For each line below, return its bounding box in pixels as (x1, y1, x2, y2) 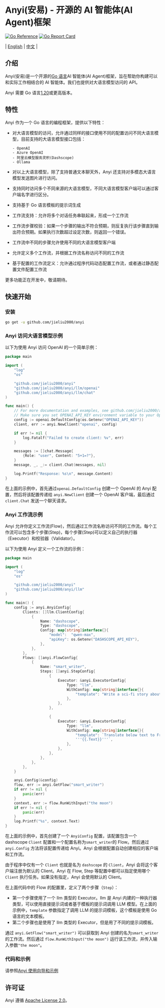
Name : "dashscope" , (40, 619, 80, 624)
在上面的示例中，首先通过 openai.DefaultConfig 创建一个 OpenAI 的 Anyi (5, 485, 151, 491)
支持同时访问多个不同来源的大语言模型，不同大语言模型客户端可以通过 (12, 185, 155, 191)
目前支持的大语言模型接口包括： (21, 136, 86, 142)
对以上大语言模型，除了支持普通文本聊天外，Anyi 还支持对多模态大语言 (12, 169, 156, 175)
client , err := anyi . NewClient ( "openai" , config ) (14, 422, 118, 427)
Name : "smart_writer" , (40, 664, 87, 669)
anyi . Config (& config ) (14, 778, 58, 783)
